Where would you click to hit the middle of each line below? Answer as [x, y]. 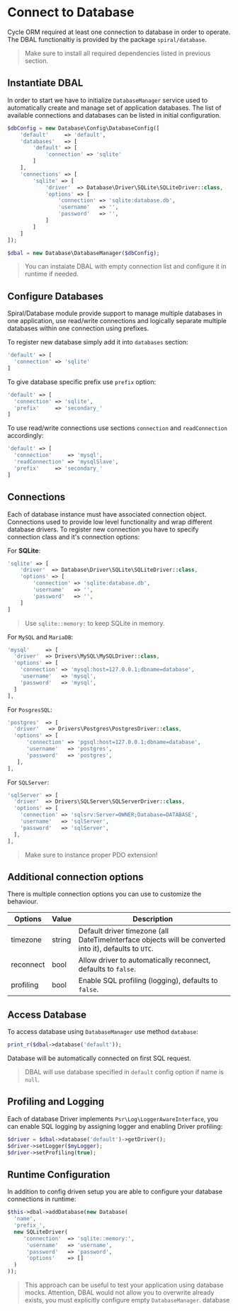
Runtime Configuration [59, 1175]
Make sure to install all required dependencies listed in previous [118, 53]
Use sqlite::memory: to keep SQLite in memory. [95, 623]
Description [153, 919]
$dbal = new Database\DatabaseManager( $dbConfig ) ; [84, 253]
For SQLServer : [28, 782]
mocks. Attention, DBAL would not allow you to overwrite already [119, 1293]
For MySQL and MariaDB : [40, 637]
